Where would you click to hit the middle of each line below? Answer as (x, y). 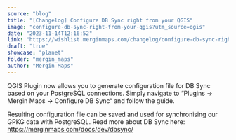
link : (15, 40)
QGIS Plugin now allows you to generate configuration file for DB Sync (109, 85)
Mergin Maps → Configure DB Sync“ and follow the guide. (91, 100)
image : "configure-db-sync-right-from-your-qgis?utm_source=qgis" (106, 27)
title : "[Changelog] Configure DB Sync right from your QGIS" (100, 20)
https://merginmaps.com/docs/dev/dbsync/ (70, 129)
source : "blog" (29, 14)
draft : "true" (28, 46)
